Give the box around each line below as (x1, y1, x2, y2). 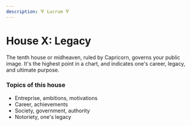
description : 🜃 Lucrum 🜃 (6, 8, 70, 15)
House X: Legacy (6, 34, 91, 47)
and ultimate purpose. (6, 66, 60, 73)
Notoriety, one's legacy (14, 113, 72, 120)
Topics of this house (6, 81, 66, 89)
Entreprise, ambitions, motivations (14, 94, 98, 101)
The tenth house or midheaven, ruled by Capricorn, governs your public (6, 54, 181, 61)
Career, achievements (14, 101, 68, 108)
